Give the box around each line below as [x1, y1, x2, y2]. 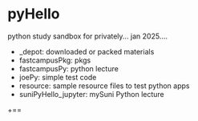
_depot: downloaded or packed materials [18, 46, 155, 56]
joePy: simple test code [18, 72, 97, 82]
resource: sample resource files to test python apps [18, 81, 190, 91]
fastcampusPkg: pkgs [18, 55, 91, 65]
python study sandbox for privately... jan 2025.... [7, 31, 168, 41]
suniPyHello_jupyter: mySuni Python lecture [18, 89, 165, 99]
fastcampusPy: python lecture [18, 63, 119, 73]
